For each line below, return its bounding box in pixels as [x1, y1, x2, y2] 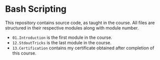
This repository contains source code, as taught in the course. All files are [5, 20, 155, 26]
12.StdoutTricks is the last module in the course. [12, 39, 112, 45]
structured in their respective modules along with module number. [5, 25, 139, 30]
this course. [12, 50, 36, 56]
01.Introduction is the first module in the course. [12, 34, 112, 40]
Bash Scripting [5, 3, 67, 15]
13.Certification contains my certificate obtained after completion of [12, 45, 155, 51]
